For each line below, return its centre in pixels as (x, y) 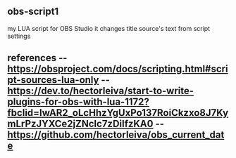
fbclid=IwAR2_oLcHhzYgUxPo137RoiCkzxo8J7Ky (118, 113)
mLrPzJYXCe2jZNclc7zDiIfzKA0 (80, 124)
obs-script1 (33, 12)
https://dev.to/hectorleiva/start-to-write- (101, 91)
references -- (37, 58)
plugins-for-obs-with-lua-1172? (78, 102)
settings (19, 36)
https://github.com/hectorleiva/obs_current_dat (116, 135)
